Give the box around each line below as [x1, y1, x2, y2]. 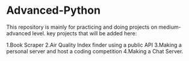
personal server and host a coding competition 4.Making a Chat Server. [6, 47, 184, 54]
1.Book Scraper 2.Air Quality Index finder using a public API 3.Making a [6, 41, 182, 48]
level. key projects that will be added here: [32, 29, 137, 36]
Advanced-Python [6, 4, 101, 17]
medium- [158, 23, 182, 30]
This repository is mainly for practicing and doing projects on [6, 23, 158, 30]
